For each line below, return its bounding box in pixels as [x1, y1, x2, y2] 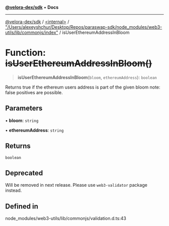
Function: [5, 47, 46, 58]
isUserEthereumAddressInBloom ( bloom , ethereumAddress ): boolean [17, 74, 157, 80]
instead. [5, 187, 22, 193]
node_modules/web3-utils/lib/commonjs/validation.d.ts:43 [5, 215, 127, 221]
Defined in [5, 202, 39, 210]
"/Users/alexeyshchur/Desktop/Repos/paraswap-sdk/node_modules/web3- [5, 24, 162, 30]
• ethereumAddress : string [5, 127, 64, 133]
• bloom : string [5, 117, 39, 123]
